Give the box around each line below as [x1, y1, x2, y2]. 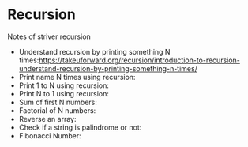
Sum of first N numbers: [18, 97, 98, 107]
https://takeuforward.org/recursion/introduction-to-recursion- [38, 55, 240, 65]
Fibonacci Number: [18, 130, 82, 140]
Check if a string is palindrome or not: [18, 122, 142, 132]
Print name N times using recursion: [18, 72, 136, 81]
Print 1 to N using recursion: [18, 81, 110, 90]
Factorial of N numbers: [18, 105, 96, 115]
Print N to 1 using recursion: [18, 89, 110, 98]
